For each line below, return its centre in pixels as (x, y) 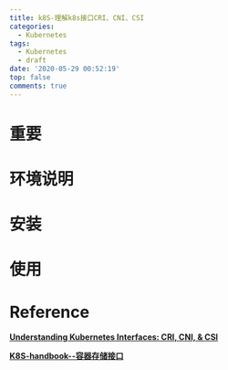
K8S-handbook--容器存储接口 (67, 356)
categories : (32, 26)
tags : (20, 43)
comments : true (38, 86)
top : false (30, 78)
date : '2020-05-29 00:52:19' (65, 69)
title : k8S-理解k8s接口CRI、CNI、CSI (77, 18)
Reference (49, 312)
